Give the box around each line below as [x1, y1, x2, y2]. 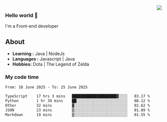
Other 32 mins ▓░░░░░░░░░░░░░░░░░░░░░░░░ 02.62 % [5, 103, 150, 108]
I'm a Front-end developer [5, 23, 59, 29]
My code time [5, 74, 39, 81]
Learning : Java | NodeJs [12, 51, 65, 57]
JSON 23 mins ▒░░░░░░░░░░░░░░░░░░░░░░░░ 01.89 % [5, 108, 150, 113]
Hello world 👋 [5, 12, 38, 19]
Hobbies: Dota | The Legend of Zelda [12, 61, 89, 67]
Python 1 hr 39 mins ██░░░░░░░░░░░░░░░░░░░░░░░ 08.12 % [5, 99, 150, 104]
